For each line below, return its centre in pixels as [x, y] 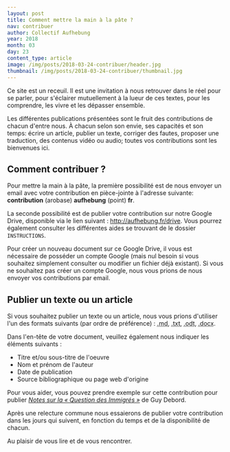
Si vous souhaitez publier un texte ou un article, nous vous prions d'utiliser [113, 316]
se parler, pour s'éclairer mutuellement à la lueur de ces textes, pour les [109, 98]
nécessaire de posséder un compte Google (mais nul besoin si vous [103, 256]
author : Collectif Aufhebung [49, 33]
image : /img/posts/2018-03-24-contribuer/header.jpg [84, 65]
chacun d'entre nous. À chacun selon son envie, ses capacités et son [105, 126]
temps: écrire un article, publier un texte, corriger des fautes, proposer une [113, 133]
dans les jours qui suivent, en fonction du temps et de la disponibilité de [108, 420]
